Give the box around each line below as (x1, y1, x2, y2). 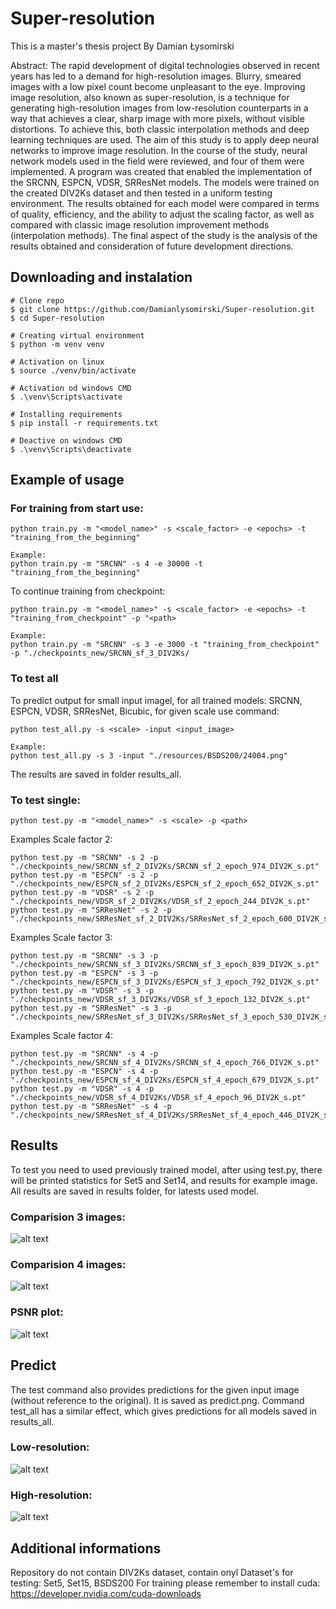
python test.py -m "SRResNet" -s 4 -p (10, 1102, 172, 1112)
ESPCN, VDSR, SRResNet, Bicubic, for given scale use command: (10, 705, 280, 717)
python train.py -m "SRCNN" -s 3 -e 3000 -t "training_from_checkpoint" (10, 640, 320, 650)
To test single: (10, 793, 81, 807)
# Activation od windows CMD (10, 383, 132, 393)
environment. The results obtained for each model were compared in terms (10, 197, 320, 209)
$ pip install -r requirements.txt (10, 418, 159, 428)
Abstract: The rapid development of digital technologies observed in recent (10, 59, 320, 71)
